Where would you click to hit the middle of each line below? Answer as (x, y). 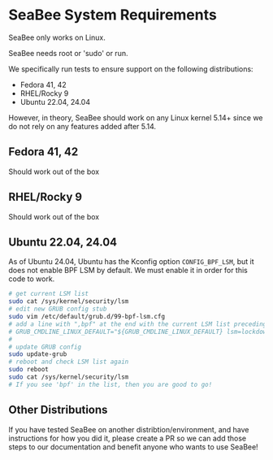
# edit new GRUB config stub (58, 309)
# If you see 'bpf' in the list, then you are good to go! (110, 384)
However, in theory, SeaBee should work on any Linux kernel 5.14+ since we (136, 117)
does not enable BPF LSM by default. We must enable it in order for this (128, 271)
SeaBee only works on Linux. (57, 37)
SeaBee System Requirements (113, 15)
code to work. (32, 279)
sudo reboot (28, 370)
